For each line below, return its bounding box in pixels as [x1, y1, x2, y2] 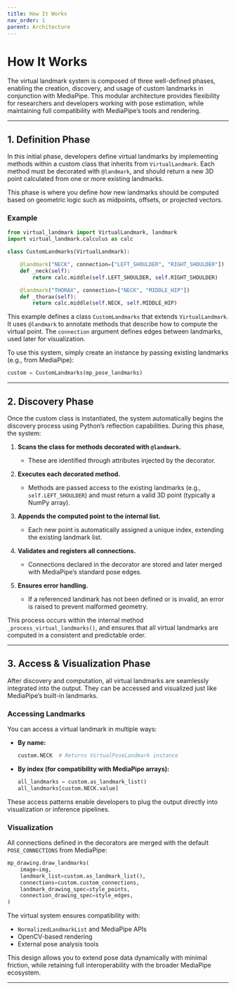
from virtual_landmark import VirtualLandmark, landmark [7, 229, 178, 236]
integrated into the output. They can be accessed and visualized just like [7, 684, 217, 692]
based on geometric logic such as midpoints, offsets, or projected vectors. [7, 196, 223, 204]
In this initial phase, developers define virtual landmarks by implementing [7, 152, 218, 161]
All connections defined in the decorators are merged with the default [7, 838, 209, 847]
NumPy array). [27, 498, 70, 506]
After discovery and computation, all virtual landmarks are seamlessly [7, 676, 209, 685]
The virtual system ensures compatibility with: [7, 911, 140, 920]
